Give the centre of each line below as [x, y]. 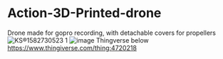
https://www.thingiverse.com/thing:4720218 [72, 48]
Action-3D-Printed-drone [84, 13]
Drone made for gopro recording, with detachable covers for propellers [111, 33]
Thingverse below [123, 40]
